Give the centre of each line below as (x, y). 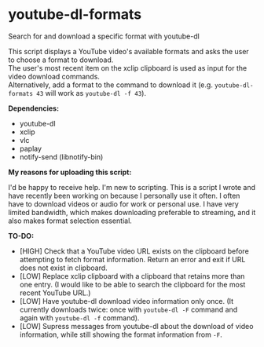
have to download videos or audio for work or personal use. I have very (124, 204)
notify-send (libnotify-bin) (61, 157)
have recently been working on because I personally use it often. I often (124, 195)
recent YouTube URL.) (55, 293)
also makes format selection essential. (70, 221)
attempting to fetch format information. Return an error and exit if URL (132, 259)
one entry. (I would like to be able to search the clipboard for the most (132, 284)
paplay (30, 148)
